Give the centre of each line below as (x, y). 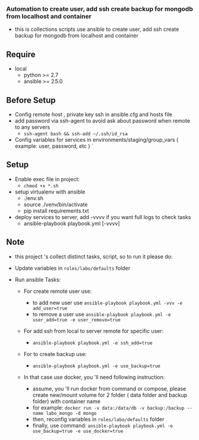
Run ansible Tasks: (38, 279)
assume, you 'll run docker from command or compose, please (109, 388)
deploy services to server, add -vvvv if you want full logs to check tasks (103, 217)
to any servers (32, 127)
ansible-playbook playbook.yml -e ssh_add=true (92, 343)
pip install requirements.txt (56, 211)
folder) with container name (67, 401)
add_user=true (50, 308)
